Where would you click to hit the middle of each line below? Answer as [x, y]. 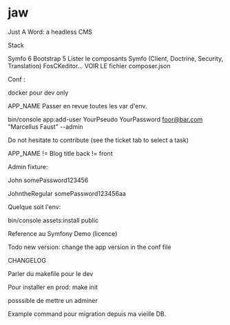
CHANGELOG [27, 260]
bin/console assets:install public [53, 220]
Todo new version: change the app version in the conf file [90, 247]
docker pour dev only [38, 92]
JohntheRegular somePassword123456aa [67, 193]
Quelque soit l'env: [34, 207]
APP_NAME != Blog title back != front [60, 153]
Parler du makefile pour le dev [51, 273]
